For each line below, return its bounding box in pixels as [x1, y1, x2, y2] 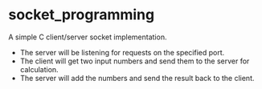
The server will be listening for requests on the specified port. [19, 47, 225, 57]
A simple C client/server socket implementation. [8, 32, 167, 42]
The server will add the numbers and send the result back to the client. [19, 73, 255, 83]
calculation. [19, 64, 59, 74]
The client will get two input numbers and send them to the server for [19, 56, 250, 66]
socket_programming [8, 6, 155, 24]
